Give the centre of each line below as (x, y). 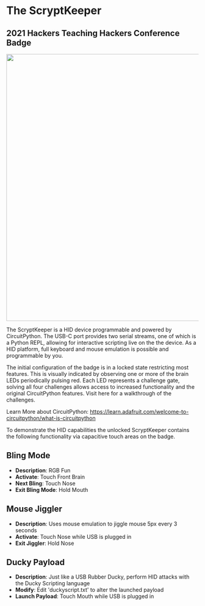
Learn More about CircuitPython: (48, 412)
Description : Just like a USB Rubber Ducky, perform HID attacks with (102, 577)
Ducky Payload (36, 562)
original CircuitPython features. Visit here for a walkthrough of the (89, 393)
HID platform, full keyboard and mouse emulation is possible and (88, 349)
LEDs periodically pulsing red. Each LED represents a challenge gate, (93, 380)
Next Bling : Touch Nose (45, 483)
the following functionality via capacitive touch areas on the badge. (91, 436)
